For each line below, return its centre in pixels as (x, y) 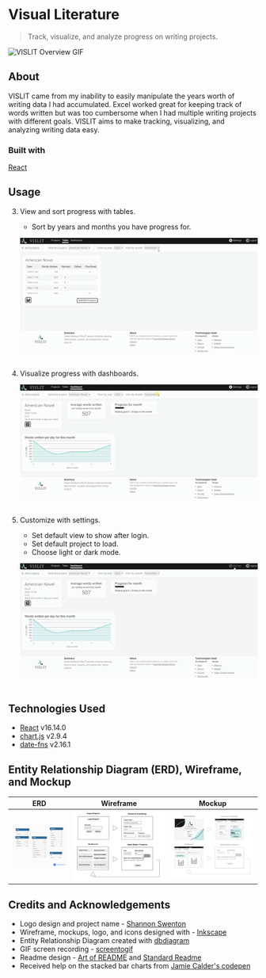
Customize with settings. (60, 520)
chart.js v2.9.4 (43, 736)
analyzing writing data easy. (54, 129)
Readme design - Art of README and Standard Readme (110, 957)
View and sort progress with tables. (78, 211)
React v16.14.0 (43, 728)
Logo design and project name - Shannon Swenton (103, 924)
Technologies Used (57, 708)
